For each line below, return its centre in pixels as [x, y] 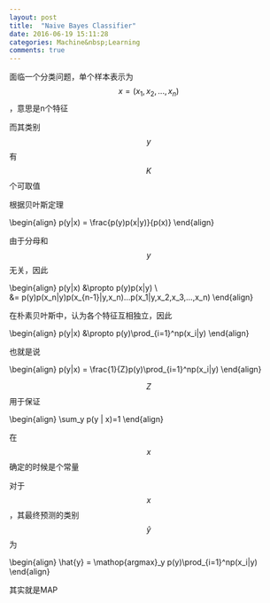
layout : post [33, 17]
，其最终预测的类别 [44, 514]
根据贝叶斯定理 [36, 204]
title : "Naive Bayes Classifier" [73, 26]
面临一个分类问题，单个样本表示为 [71, 77]
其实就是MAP [34, 590]
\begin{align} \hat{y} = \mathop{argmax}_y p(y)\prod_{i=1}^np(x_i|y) [134, 562]
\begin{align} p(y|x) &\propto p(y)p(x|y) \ [83, 287]
